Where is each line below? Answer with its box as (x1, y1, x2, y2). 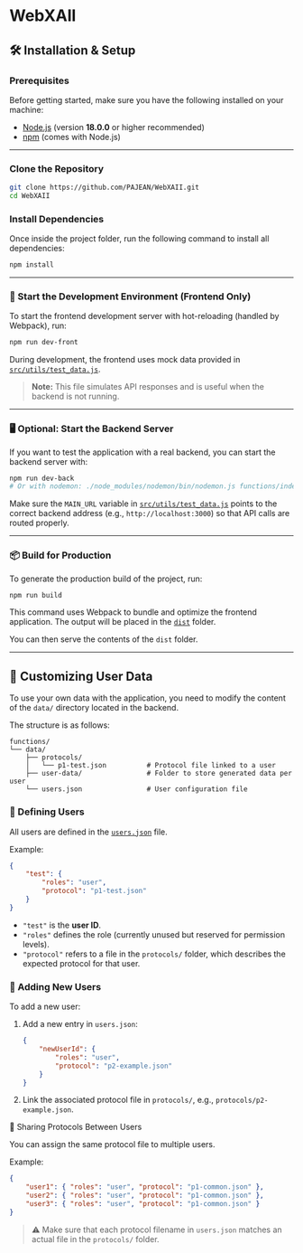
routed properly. (9, 517, 69, 529)
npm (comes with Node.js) (22, 131, 122, 142)
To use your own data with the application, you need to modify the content (9, 692, 286, 703)
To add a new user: (9, 1001, 81, 1013)
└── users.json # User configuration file (25, 785, 248, 794)
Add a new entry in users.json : (22, 1019, 138, 1030)
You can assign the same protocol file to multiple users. (9, 1139, 216, 1150)
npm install (9, 260, 54, 269)
